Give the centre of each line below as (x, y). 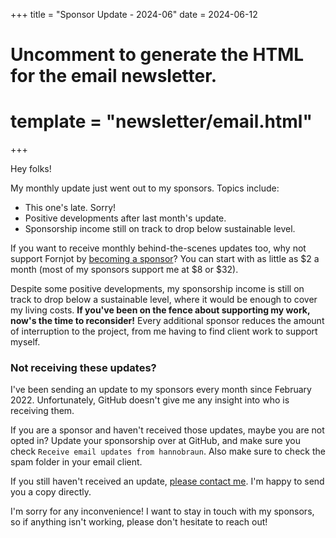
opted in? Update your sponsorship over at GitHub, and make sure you (155, 441)
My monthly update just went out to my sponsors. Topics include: (145, 188)
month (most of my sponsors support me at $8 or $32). (124, 270)
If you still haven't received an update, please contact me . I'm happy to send (167, 481)
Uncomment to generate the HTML (157, 55)
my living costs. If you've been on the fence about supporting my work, (160, 310)
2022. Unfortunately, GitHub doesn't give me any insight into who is (150, 400)
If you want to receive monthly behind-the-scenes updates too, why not (158, 248)
